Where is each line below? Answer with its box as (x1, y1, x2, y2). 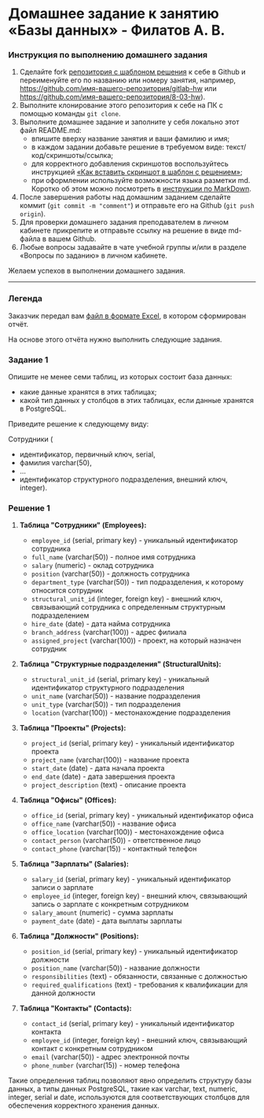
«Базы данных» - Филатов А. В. (8, 21, 225, 39)
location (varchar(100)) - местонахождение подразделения (31, 708, 231, 717)
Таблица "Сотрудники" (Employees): (19, 520, 147, 530)
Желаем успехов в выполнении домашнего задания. (8, 266, 186, 276)
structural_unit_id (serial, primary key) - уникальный (31, 675, 210, 684)
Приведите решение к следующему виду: (8, 420, 149, 429)
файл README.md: (19, 126, 82, 135)
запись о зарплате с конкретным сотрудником (31, 900, 189, 909)
